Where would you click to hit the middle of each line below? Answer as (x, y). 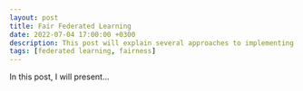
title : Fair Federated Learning (70, 26)
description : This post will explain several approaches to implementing (152, 43)
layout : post (34, 18)
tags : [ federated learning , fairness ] (83, 51)
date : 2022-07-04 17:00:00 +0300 (73, 34)
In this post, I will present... (59, 77)
